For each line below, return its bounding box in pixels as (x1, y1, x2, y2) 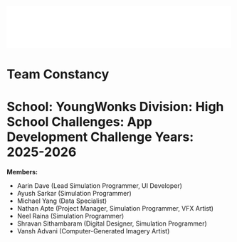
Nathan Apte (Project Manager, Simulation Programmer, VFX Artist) (16, 204, 214, 212)
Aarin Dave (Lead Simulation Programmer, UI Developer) (16, 181, 183, 190)
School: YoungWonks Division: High (6, 98, 224, 115)
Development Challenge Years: (6, 129, 194, 144)
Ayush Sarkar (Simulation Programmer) (16, 189, 132, 197)
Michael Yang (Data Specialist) (16, 196, 107, 205)
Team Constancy (6, 66, 110, 82)
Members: (6, 167, 38, 176)
